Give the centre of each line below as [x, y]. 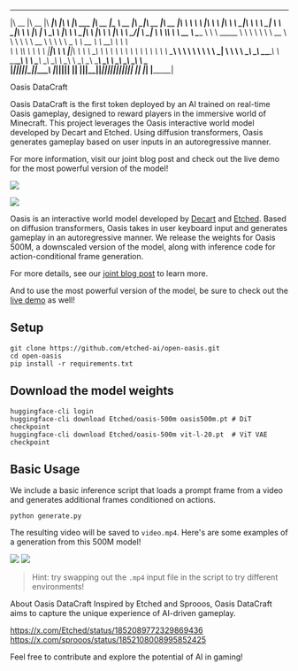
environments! [58, 587]
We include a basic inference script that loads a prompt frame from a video [147, 490]
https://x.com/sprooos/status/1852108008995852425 [108, 640]
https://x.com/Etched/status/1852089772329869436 [107, 630]
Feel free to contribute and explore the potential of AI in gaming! [127, 657]
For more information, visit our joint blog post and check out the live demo [145, 159]
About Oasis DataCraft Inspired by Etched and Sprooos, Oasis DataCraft [141, 604]
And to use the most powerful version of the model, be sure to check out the [149, 290]
